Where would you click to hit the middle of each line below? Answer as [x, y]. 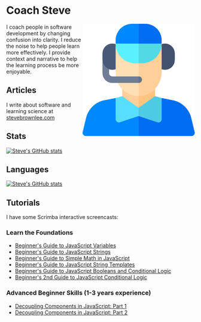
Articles [22, 90]
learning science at [30, 111]
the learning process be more [42, 65]
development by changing [38, 33]
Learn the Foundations [40, 233]
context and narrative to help [42, 59]
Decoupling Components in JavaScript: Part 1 [71, 306]
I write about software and [39, 105]
